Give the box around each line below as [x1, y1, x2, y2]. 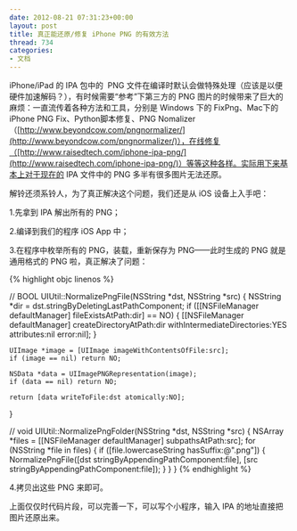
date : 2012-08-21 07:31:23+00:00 [9, 12, 134, 22]
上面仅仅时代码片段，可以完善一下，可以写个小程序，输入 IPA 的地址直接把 [9, 501, 284, 511]
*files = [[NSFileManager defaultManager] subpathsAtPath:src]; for [9, 436, 256, 445]
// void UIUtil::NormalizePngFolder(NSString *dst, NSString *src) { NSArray [9, 426, 284, 437]
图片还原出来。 [9, 512, 64, 522]
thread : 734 [9, 37, 54, 47]
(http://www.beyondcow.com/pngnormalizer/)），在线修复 [9, 135, 221, 146]
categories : [9, 46, 54, 55]
